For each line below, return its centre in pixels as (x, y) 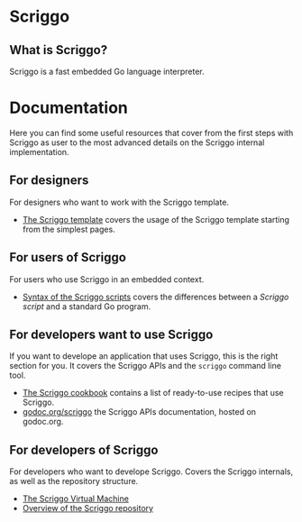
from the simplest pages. (69, 229)
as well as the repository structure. (74, 481)
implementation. (39, 151)
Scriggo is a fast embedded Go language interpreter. (107, 71)
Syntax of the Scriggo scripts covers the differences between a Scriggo (156, 297)
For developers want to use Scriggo (111, 334)
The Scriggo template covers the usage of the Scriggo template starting (156, 219)
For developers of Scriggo (84, 449)
